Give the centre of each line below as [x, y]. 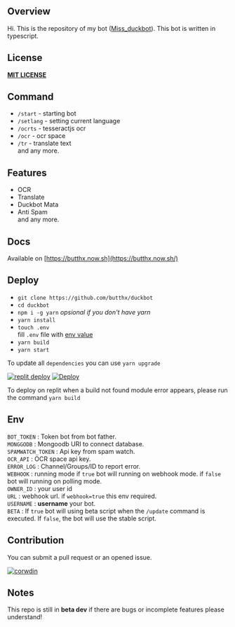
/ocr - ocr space [41, 136]
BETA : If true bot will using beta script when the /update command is [106, 511]
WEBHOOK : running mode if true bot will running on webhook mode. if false [114, 474]
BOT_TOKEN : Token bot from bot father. [62, 436]
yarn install [36, 320]
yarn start [33, 350]
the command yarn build [44, 397]
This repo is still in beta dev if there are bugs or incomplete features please [116, 609]
